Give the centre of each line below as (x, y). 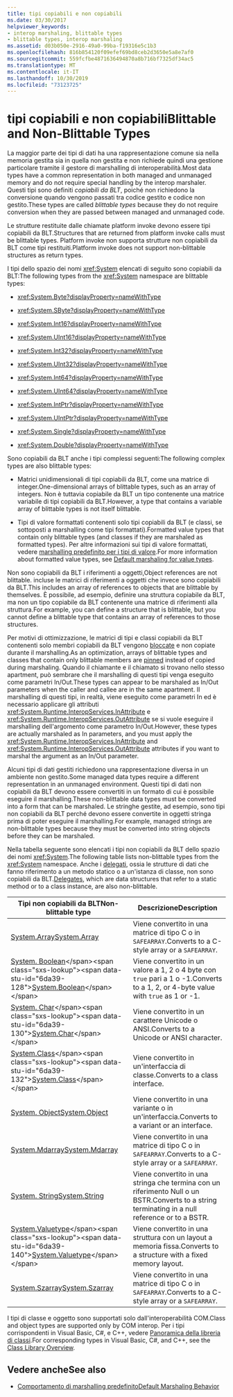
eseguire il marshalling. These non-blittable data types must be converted (112, 799)
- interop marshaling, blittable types (65, 33)
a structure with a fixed (170, 1255)
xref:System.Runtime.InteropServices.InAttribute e (79, 712)
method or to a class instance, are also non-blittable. (83, 886)
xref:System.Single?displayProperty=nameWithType (92, 432)
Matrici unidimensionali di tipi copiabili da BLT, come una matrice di (113, 480)
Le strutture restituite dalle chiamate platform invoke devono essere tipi (109, 226)
